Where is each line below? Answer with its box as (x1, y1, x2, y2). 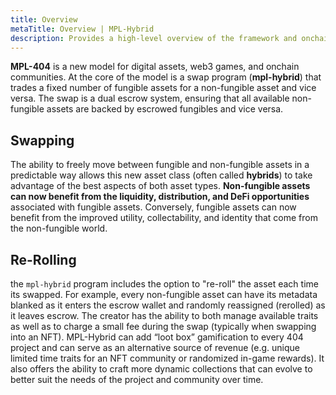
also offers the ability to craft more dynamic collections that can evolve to (10, 363, 313, 375)
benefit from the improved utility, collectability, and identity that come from (10, 212, 318, 224)
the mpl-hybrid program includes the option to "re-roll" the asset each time (10, 278, 319, 290)
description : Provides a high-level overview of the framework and (10, 33, 298, 43)
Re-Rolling (10, 251, 77, 268)
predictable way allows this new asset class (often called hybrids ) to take (10, 169, 313, 181)
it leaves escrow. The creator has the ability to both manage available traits (10, 310, 319, 321)
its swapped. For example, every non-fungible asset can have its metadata (10, 289, 318, 300)
